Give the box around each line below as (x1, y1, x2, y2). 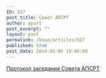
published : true (6, 43, 47, 49)
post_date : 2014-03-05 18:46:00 (6, 48, 88, 54)
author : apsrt (6, 20, 42, 26)
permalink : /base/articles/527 (6, 37, 85, 43)
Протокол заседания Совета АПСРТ (6, 65, 100, 72)
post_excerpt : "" (6, 25, 50, 32)
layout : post (6, 31, 39, 37)
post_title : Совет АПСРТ (6, 15, 69, 21)
